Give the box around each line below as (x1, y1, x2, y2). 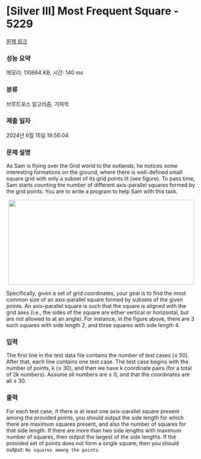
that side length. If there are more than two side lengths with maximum (6, 427, 182, 434)
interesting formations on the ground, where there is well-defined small (6, 168, 183, 176)
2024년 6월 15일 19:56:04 (6, 131, 69, 139)
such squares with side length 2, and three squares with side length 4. (6, 322, 181, 329)
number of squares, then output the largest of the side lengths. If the (6, 433, 176, 440)
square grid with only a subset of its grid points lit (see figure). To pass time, (6, 175, 196, 182)
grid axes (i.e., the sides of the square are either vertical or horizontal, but (6, 309, 189, 316)
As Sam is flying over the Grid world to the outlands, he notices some (6, 162, 178, 170)
